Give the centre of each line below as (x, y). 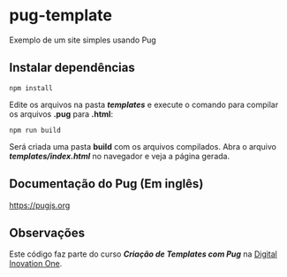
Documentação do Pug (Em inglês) (106, 184)
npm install (31, 88)
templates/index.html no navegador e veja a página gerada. (120, 156)
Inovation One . (36, 264)
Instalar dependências (72, 68)
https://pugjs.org (40, 205)
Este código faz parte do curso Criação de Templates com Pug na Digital (143, 254)
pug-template (61, 15)
